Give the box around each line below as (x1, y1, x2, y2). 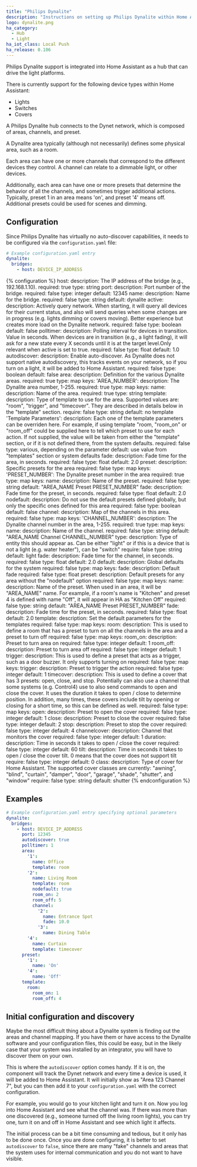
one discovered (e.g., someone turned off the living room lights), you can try (6, 1112, 191, 1120)
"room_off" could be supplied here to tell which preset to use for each (6, 427, 175, 434)
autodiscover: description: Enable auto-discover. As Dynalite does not (6, 352, 175, 359)
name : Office (32, 859, 64, 865)
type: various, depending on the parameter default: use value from (6, 446, 167, 453)
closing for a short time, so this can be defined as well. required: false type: (6, 702, 189, 709)
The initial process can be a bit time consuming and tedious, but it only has (6, 1130, 187, 1138)
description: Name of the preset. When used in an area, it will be (6, 583, 161, 591)
